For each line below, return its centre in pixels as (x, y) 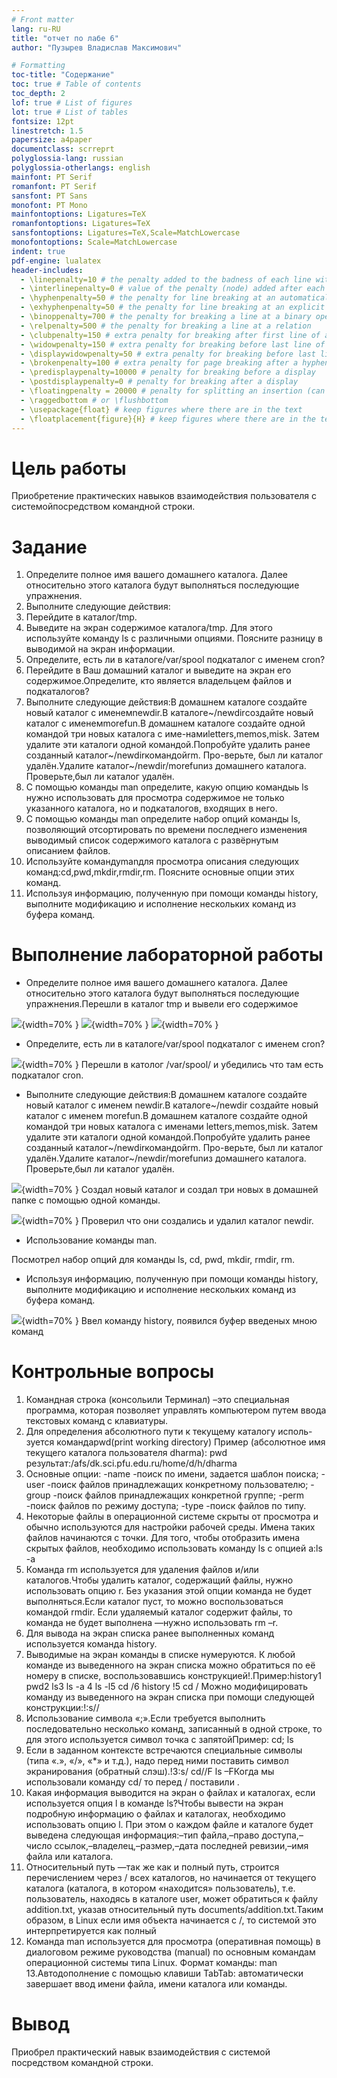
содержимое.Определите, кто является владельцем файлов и (158, 681)
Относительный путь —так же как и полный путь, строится (152, 1867)
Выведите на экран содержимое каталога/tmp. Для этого (149, 628)
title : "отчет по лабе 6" (65, 38)
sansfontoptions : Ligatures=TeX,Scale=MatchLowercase (126, 233)
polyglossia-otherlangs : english (81, 168)
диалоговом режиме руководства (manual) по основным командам (170, 1952)
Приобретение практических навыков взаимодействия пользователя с (164, 496)
